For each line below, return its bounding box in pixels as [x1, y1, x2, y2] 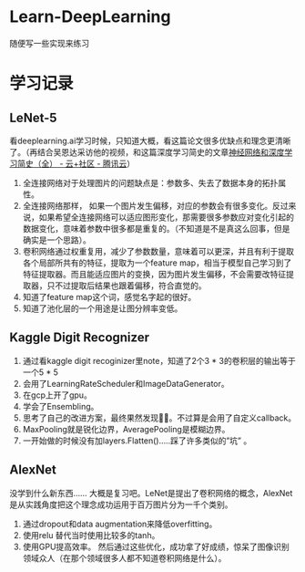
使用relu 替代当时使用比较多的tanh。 [22, 529, 160, 540]
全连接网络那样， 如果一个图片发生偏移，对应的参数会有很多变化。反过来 [22, 200, 297, 211]
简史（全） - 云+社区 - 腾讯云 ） [16, 158, 135, 169]
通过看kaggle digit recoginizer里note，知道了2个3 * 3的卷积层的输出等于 [22, 355, 296, 366]
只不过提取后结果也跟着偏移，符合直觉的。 [46, 280, 207, 291]
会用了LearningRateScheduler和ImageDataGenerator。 [22, 378, 229, 389]
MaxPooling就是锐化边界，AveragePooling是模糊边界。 [22, 423, 230, 434]
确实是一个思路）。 [22, 234, 91, 245]
